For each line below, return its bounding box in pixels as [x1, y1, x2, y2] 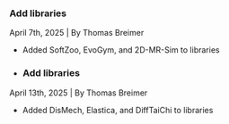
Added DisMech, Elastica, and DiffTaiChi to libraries [22, 104, 214, 115]
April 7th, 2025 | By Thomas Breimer [9, 28, 145, 38]
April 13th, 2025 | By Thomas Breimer [9, 87, 148, 98]
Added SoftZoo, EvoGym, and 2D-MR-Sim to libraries [22, 45, 220, 55]
